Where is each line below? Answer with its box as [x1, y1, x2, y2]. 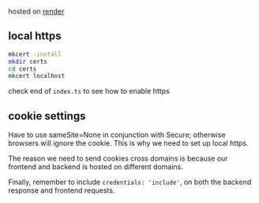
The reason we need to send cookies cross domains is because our [8, 153, 228, 164]
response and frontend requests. [8, 186, 115, 195]
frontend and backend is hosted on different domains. [8, 162, 183, 172]
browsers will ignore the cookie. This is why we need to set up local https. [8, 138, 249, 148]
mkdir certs [8, 57, 47, 65]
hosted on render [8, 7, 65, 16]
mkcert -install [8, 50, 62, 58]
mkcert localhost [8, 72, 66, 80]
